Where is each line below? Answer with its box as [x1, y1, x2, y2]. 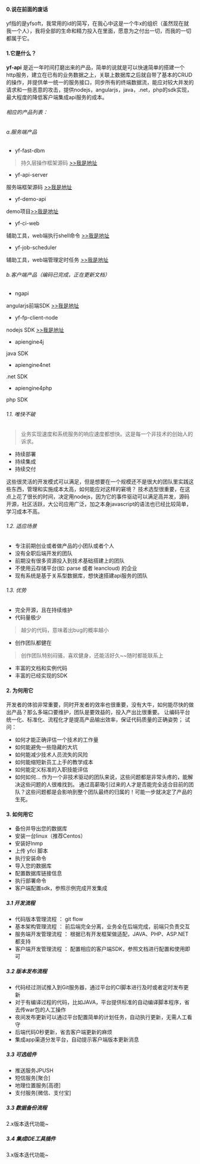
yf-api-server [14, 171, 48, 178]
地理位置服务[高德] [14, 1082, 61, 1089]
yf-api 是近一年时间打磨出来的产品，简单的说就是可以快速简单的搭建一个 [6, 64, 185, 71]
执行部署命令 [14, 877, 46, 884]
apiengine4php [14, 385, 52, 392]
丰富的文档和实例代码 [14, 665, 67, 672]
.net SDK [6, 373, 28, 380]
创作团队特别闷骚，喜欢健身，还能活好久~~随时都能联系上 [20, 652, 164, 659]
